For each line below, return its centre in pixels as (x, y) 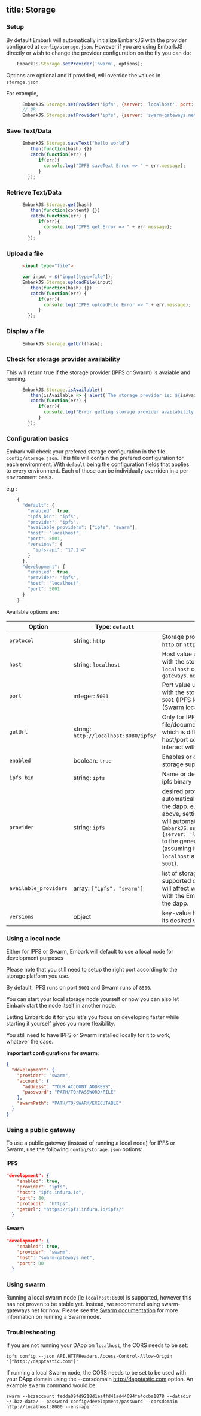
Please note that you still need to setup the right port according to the (92, 970)
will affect (176, 888)
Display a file (25, 331)
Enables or (177, 757)
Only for (173, 717)
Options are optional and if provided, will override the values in (83, 75)
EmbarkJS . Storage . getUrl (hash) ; (62, 344)
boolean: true (92, 760)
